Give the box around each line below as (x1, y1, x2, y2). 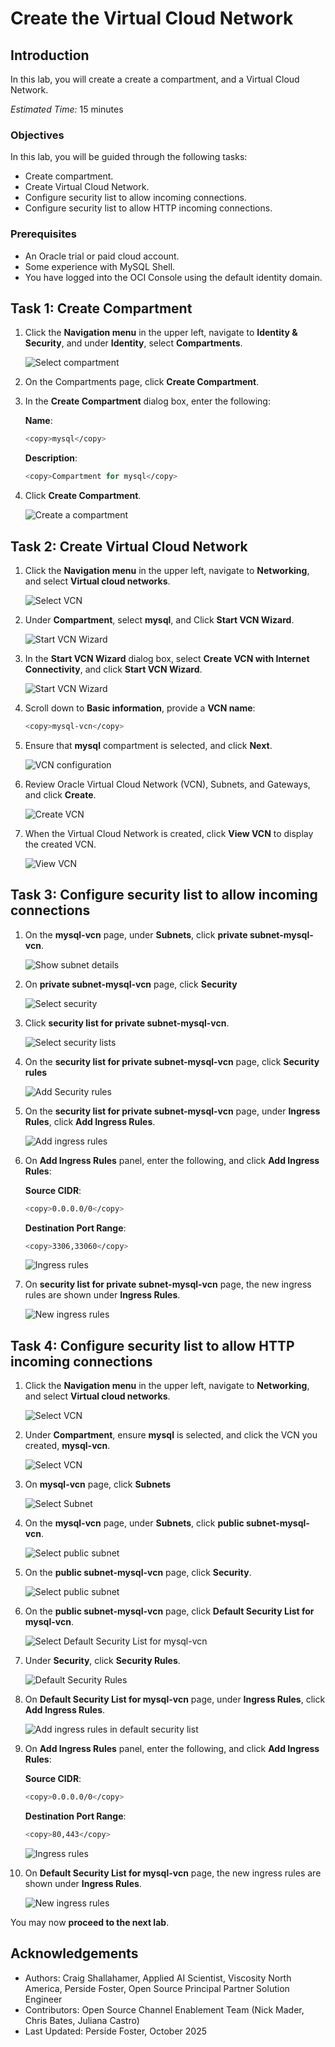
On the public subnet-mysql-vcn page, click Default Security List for (24, 1605, 315, 1617)
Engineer (24, 1993, 63, 2005)
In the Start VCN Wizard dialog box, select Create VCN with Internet (24, 652, 310, 664)
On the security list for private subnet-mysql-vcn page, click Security (24, 1055, 320, 1067)
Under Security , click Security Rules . (24, 1655, 181, 1667)
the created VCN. (24, 838, 97, 850)
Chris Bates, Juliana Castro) (24, 2014, 140, 2026)
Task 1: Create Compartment (10, 300, 193, 317)
